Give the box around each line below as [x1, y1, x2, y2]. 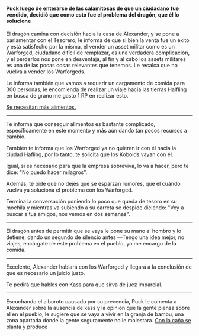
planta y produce [6, 323, 48, 331]
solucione [6, 17, 31, 24]
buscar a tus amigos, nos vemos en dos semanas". [6, 211, 130, 218]
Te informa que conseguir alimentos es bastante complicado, [6, 121, 156, 128]
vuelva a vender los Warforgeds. [6, 68, 86, 75]
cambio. [6, 133, 26, 140]
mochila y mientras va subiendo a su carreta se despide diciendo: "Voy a [6, 204, 184, 211]
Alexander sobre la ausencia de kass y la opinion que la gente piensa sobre [6, 305, 190, 312]
